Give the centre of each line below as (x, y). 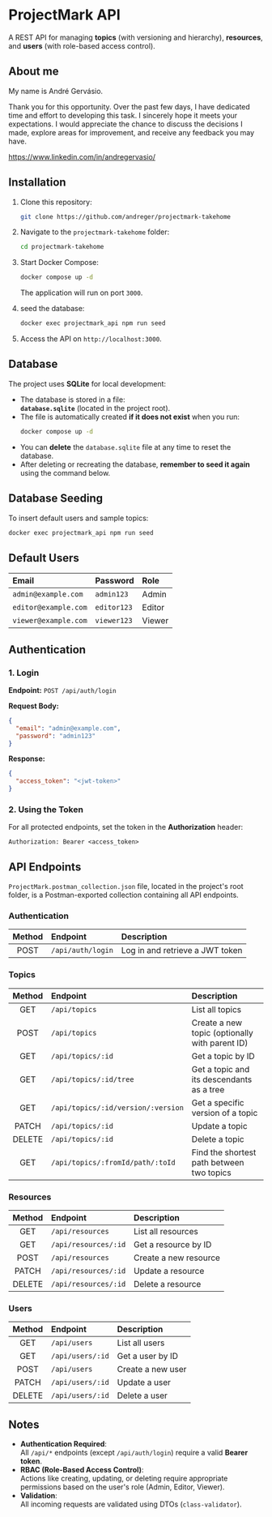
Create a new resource (177, 1258)
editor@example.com (50, 608)
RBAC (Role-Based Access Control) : (82, 1470)
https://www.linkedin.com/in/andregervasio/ (82, 156)
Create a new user (152, 1370)
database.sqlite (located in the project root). (95, 408)
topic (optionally (222, 1032)
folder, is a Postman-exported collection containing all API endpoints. (123, 895)
